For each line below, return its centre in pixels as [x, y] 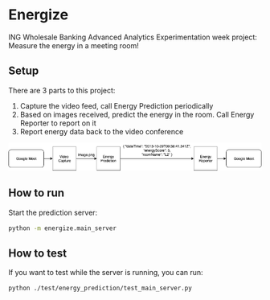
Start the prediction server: [53, 212]
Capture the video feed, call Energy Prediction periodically [117, 105]
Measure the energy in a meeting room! [74, 45]
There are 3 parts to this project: [62, 90]
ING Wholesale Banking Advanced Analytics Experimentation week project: [133, 37]
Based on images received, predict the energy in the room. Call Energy [137, 114]
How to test [37, 253]
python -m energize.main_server [62, 228]
